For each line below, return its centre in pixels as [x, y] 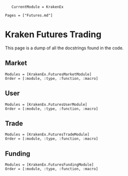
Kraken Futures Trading [53, 35]
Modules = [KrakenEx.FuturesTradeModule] [47, 135]
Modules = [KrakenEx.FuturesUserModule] [46, 104]
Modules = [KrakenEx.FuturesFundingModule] [50, 165]
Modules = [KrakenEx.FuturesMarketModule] [48, 74]
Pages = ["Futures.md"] [29, 15]
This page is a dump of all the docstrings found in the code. [64, 48]
